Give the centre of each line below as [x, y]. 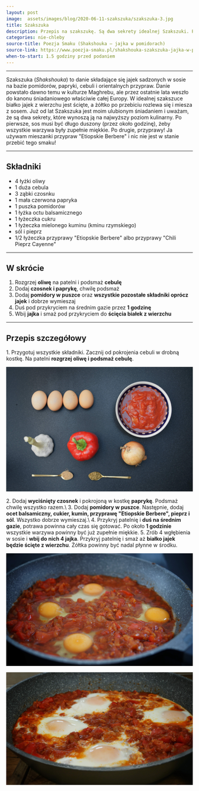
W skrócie [25, 268]
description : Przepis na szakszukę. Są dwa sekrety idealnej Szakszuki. [98, 31]
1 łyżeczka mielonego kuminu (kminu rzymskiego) [76, 225]
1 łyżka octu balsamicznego [48, 212]
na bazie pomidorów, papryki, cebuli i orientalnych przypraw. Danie [88, 85]
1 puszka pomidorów [40, 206]
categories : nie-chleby [36, 38]
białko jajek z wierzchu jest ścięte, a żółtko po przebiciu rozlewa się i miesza [99, 104]
